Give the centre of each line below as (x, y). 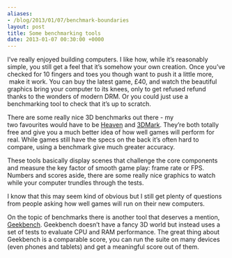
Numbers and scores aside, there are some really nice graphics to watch (111, 176)
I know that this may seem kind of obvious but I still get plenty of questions (115, 197)
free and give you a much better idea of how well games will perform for (111, 132)
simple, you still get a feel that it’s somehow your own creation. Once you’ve (116, 67)
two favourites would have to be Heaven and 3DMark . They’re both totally (113, 125)
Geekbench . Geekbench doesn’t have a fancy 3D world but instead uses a (114, 225)
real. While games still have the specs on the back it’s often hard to (103, 139)
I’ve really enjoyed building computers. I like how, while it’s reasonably (108, 59)
